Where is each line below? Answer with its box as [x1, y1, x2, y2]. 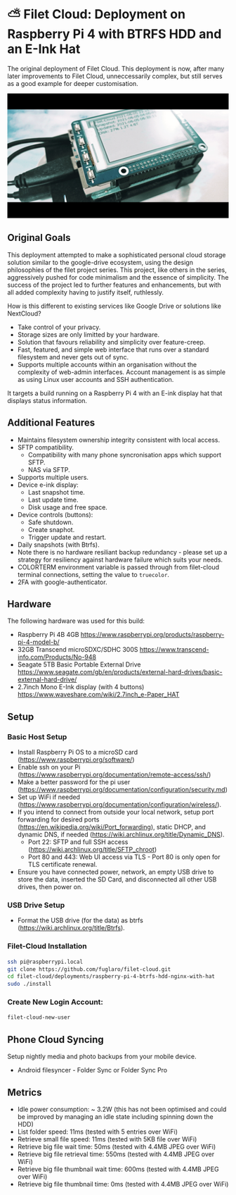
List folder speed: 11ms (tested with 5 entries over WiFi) [17, 1127, 178, 1136]
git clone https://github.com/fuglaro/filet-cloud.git [7, 965, 171, 973]
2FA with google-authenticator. [17, 578, 107, 586]
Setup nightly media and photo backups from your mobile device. [7, 1052, 197, 1061]
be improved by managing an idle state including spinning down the [17, 1112, 214, 1121]
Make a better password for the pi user [17, 778, 131, 786]
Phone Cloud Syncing [7, 1034, 104, 1046]
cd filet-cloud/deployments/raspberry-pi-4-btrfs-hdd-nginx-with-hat [7, 973, 216, 980]
